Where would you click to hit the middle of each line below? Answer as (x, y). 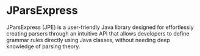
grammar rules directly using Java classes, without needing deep (88, 40)
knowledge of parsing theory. (43, 46)
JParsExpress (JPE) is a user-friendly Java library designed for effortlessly (100, 27)
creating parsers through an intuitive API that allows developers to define (98, 33)
